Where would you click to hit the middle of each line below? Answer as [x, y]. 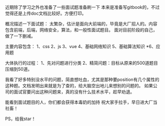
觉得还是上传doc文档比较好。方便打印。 [46, 13]
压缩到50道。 [19, 69]
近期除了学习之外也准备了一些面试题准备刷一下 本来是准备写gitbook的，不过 [82, 7]
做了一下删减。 [20, 36]
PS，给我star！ [20, 119]
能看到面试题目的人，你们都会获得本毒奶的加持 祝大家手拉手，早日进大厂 [79, 102]
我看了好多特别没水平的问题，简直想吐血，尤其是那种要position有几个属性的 [82, 79]
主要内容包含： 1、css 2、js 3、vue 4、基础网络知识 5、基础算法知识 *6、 [81, 46]
